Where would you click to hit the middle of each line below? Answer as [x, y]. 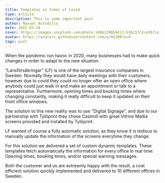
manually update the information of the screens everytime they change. [78, 136]
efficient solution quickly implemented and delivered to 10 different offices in [82, 171]
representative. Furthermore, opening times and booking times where [75, 91]
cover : [12, 32]
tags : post [16, 42]
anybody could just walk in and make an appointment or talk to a [70, 86]
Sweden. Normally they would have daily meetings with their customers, [78, 75]
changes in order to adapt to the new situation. [52, 61]
